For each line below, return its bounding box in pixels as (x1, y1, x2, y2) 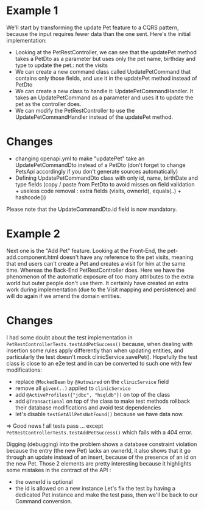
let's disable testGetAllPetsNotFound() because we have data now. (15, 410, 184, 417)
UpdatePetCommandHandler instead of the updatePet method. (15, 113, 174, 121)
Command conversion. (15, 497, 72, 505)
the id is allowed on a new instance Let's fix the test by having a (15, 484, 175, 492)
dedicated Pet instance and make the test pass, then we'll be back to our (15, 491, 198, 498)
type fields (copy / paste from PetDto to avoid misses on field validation (15, 180, 195, 188)
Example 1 (6, 4, 58, 18)
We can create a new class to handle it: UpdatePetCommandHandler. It (15, 87, 194, 94)
